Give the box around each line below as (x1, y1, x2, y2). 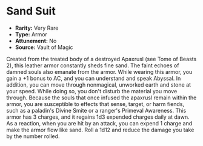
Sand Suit (6, 4, 56, 18)
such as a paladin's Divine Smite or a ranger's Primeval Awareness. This (6, 107, 187, 114)
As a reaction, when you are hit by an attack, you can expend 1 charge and (6, 119, 193, 127)
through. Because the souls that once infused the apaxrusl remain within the (6, 94, 197, 101)
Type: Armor (15, 30, 47, 38)
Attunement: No (15, 37, 57, 44)
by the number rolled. (6, 132, 60, 140)
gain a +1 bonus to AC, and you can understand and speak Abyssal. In (6, 75, 181, 82)
